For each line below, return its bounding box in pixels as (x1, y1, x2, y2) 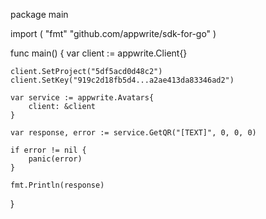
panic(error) (28, 154, 83, 164)
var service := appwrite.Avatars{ (10, 93, 155, 103)
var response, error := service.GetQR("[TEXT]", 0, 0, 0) (10, 128, 257, 138)
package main (10, 9, 69, 20)
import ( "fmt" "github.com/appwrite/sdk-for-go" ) (10, 28, 217, 39)
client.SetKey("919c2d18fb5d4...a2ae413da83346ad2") (10, 75, 235, 85)
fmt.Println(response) (10, 180, 105, 190)
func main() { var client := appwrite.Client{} (10, 47, 188, 59)
